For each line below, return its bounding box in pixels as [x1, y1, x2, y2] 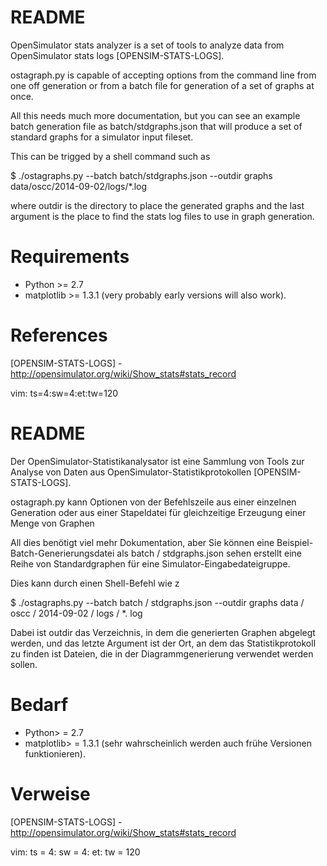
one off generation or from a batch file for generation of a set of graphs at [10, 79, 315, 91]
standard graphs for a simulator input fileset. [10, 131, 194, 143]
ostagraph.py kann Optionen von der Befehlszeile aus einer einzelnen [10, 496, 297, 508]
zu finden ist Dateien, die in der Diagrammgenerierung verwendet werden [10, 647, 314, 660]
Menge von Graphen [10, 517, 95, 529]
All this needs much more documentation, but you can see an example [10, 109, 301, 121]
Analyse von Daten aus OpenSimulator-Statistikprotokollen [10, 466, 252, 478]
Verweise [10, 782, 91, 805]
